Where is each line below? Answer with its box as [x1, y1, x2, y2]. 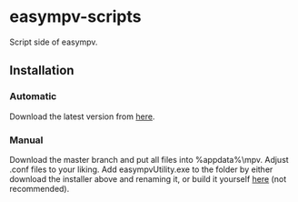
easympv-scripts [9, 6, 142, 27]
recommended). [9, 183, 70, 194]
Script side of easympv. [9, 36, 98, 47]
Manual [9, 134, 44, 146]
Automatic [9, 90, 57, 103]
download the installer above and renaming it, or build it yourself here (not [9, 173, 287, 184]
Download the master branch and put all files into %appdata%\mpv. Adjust [9, 154, 289, 165]
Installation [9, 63, 74, 78]
